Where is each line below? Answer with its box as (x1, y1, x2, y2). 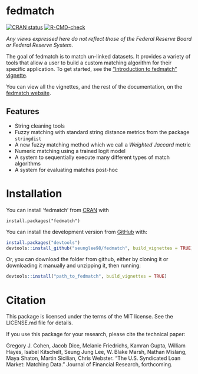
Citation (6, 294, 46, 307)
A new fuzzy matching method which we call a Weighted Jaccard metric (14, 141, 192, 148)
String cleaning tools (14, 122, 65, 129)
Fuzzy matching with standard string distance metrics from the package (14, 128, 190, 135)
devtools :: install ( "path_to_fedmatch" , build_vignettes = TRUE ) (6, 274, 167, 279)
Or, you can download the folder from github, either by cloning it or (6, 256, 169, 263)
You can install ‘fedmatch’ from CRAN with (6, 206, 109, 213)
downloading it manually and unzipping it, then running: (6, 262, 141, 269)
